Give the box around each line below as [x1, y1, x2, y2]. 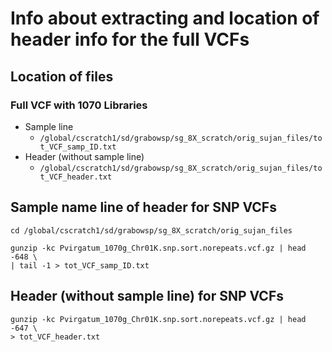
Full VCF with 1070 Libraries [10, 98, 148, 112]
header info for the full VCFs [10, 28, 250, 51]
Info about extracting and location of [10, 7, 320, 30]
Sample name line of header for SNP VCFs [10, 199, 277, 216]
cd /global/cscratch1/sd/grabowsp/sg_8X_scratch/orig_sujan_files [10, 225, 293, 236]
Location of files [10, 68, 114, 85]
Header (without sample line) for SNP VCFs [10, 288, 284, 305]
